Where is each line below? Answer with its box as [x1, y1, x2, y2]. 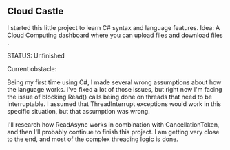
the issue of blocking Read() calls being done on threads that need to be [7, 92, 212, 101]
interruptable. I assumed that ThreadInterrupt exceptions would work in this [7, 99, 222, 108]
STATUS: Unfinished [7, 51, 65, 60]
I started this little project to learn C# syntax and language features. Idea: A [7, 23, 220, 32]
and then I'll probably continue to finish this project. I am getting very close [7, 127, 220, 136]
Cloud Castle [7, 5, 64, 17]
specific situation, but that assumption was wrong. [7, 107, 150, 115]
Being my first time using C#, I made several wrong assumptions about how [7, 78, 222, 86]
